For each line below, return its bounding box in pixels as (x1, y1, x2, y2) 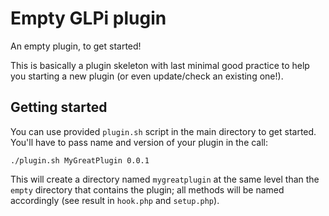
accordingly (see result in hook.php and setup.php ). (10, 194, 220, 206)
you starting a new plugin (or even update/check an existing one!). (10, 70, 284, 82)
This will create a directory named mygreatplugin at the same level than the (10, 173, 320, 185)
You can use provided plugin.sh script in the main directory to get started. (10, 125, 317, 137)
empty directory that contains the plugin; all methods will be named (10, 183, 285, 196)
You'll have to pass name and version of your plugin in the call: (10, 136, 269, 148)
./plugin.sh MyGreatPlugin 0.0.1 (10, 155, 150, 166)
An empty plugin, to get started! (10, 40, 142, 52)
